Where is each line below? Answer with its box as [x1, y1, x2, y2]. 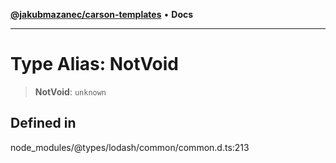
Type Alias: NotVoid [10, 53, 180, 76]
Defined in [10, 115, 77, 132]
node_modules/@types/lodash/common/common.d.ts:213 [10, 141, 250, 153]
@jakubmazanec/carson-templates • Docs [10, 9, 194, 20]
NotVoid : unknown [34, 85, 107, 98]
